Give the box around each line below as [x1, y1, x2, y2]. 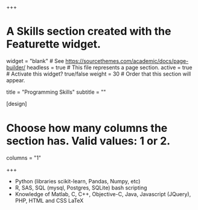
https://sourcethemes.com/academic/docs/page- [65, 57, 189, 64]
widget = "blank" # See [6, 57, 65, 64]
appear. [6, 76, 25, 84]
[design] [6, 100, 27, 107]
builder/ [6, 64, 26, 71]
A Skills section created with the [6, 25, 171, 38]
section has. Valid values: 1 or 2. [6, 134, 171, 148]
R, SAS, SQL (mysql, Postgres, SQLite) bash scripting [14, 184, 147, 191]
